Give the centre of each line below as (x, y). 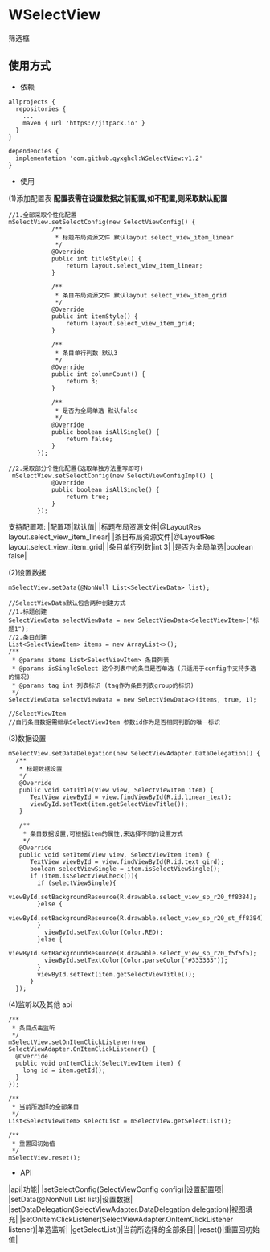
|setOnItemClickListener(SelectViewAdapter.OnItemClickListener (127, 1219)
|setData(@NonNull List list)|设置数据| (71, 1199)
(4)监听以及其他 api (41, 1004)
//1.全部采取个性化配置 (43, 215)
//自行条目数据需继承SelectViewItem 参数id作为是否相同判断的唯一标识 (115, 722)
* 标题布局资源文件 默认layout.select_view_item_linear (145, 237)
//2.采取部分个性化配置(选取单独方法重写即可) (76, 468)
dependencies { (34, 151)
